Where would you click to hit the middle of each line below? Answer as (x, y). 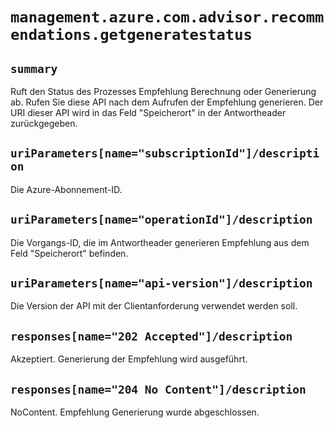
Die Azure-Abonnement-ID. (66, 189)
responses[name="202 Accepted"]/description (151, 336)
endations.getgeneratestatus (131, 35)
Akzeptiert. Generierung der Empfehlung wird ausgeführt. (129, 359)
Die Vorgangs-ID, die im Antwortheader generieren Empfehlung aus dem (160, 242)
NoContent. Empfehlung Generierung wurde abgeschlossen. (135, 412)
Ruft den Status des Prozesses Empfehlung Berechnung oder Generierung (163, 91)
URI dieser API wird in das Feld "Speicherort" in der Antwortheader (148, 112)
